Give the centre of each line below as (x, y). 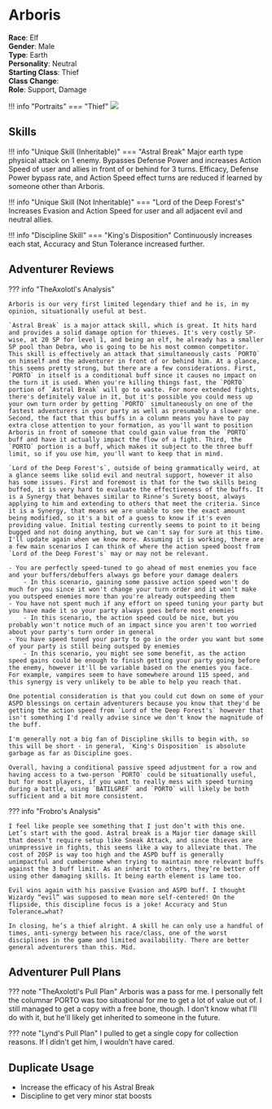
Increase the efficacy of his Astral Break (88, 1087)
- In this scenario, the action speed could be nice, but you (131, 618)
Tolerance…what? (36, 911)
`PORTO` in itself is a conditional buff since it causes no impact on (132, 375)
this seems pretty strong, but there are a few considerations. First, (132, 368)
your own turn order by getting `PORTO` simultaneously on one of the (131, 404)
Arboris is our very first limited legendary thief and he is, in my (129, 304)
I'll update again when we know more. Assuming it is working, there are (136, 539)
